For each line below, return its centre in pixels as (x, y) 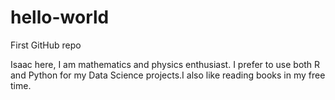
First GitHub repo (46, 45)
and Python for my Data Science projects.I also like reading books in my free (168, 75)
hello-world (60, 17)
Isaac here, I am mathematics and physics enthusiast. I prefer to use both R (165, 64)
